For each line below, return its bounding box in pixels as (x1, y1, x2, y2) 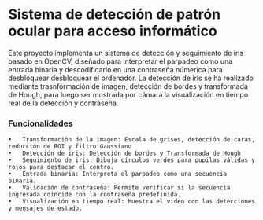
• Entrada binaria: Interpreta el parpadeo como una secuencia (8, 170, 227, 178)
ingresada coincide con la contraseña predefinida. (8, 191, 181, 199)
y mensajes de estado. (8, 204, 83, 213)
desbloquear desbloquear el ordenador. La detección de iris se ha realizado (8, 73, 254, 82)
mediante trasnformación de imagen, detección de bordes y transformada (8, 81, 248, 91)
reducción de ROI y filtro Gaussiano (8, 143, 132, 151)
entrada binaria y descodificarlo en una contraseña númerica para (8, 64, 223, 74)
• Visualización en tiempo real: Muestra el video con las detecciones (8, 198, 256, 206)
